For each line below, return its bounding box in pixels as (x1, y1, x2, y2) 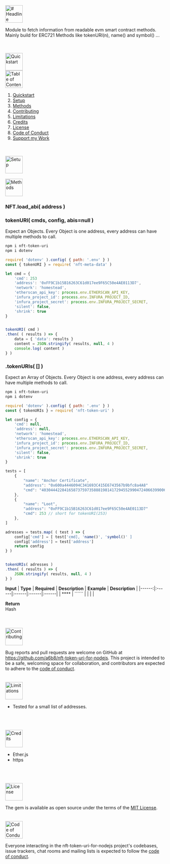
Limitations (12, 114, 36, 120)
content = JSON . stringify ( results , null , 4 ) (14, 342, 114, 347)
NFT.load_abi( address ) (5, 203, 66, 210)
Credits (12, 119, 28, 125)
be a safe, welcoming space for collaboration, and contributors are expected (5, 660, 165, 666)
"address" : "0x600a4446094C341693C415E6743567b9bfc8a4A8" (23, 482, 148, 488)
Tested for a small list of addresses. (12, 703, 87, 709)
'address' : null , (14, 427, 51, 432)
